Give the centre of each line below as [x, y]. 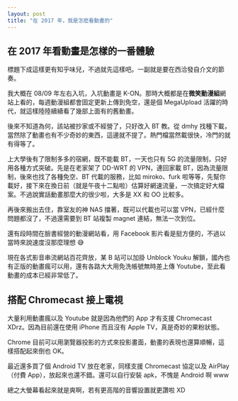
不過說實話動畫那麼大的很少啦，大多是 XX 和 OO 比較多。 [103, 194]
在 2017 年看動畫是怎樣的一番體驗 [81, 51]
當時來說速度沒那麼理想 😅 [46, 243]
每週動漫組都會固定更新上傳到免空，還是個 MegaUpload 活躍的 [130, 102]
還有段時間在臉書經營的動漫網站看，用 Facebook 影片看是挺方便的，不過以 [117, 234]
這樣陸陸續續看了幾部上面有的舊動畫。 [82, 111]
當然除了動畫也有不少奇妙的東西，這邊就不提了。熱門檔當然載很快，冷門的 [116, 135]
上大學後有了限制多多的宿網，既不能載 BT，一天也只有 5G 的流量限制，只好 [117, 159]
